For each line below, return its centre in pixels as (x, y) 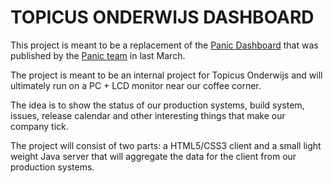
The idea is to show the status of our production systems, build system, (157, 105)
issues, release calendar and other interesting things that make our (148, 115)
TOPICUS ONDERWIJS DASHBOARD (162, 17)
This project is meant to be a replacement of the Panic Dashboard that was (164, 45)
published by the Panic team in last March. (98, 55)
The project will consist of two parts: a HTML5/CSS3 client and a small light (166, 145)
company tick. (39, 126)
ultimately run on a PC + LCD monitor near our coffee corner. (136, 85)
